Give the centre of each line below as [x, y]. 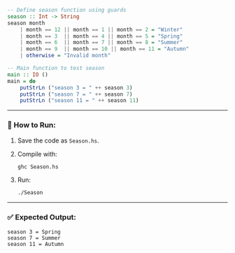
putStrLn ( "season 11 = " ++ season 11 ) [79, 101]
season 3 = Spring [34, 232]
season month [26, 23]
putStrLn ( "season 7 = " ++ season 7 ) [76, 94]
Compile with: [37, 154]
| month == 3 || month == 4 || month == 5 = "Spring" [101, 36]
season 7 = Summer [34, 238]
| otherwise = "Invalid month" [65, 56]
